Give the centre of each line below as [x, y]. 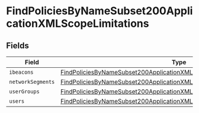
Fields [18, 45]
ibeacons [21, 72]
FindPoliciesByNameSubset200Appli [99, 11]
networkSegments [32, 82]
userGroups [24, 91]
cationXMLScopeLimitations [78, 23]
